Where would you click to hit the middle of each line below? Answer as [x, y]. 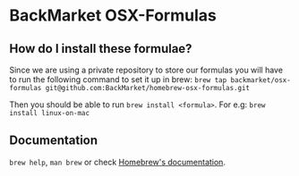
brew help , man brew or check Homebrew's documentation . [118, 162]
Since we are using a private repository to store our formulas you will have [146, 70]
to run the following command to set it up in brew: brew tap [118, 80]
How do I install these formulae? [101, 49]
